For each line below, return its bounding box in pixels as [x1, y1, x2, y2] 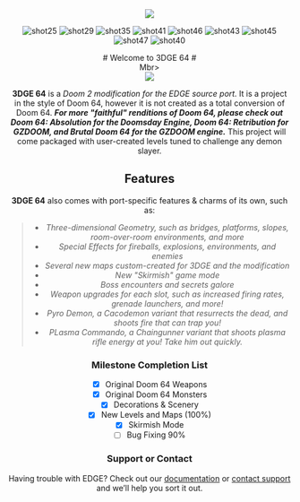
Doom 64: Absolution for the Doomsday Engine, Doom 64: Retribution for [10, 117, 289, 127]
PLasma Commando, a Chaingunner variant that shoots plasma [48, 326, 286, 337]
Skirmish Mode [128, 420, 184, 430]
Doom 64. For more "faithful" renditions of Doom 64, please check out [15, 108, 284, 117]
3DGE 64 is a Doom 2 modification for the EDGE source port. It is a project [12, 89, 287, 99]
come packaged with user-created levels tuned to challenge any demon [16, 136, 283, 146]
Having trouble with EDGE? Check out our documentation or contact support [8, 472, 291, 483]
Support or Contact [106, 453, 193, 465]
